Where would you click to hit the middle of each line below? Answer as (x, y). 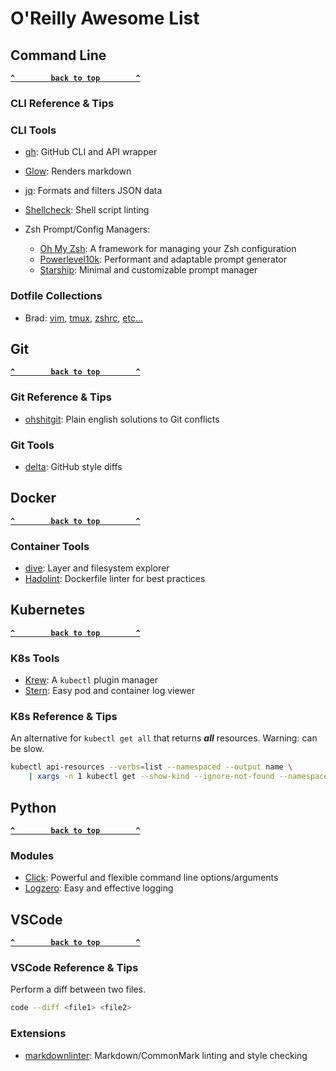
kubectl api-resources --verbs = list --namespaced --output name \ (151, 767)
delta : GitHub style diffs (73, 466)
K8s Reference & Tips (64, 717)
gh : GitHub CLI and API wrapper (91, 152)
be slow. (27, 749)
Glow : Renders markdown (78, 171)
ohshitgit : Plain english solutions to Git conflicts (122, 419)
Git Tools (32, 445)
